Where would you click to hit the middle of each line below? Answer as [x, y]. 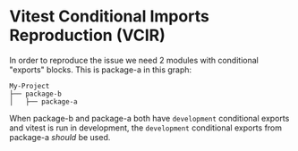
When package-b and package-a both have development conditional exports [149, 118]
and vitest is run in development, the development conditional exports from [146, 128]
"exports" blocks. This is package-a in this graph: [101, 70]
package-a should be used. [60, 137]
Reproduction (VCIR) [87, 35]
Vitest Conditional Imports [110, 17]
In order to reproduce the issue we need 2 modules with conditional [134, 60]
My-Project [30, 86]
